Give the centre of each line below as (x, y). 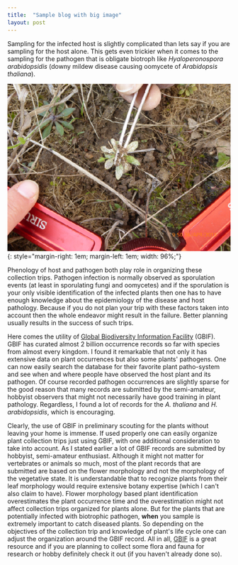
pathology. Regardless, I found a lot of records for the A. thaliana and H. (113, 405)
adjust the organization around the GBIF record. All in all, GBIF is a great (112, 539)
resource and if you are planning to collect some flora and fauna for (106, 547)
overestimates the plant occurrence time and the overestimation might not (115, 501)
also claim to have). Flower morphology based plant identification (103, 494)
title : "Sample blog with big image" (64, 15)
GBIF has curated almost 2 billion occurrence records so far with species (114, 344)
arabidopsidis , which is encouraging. (61, 412)
